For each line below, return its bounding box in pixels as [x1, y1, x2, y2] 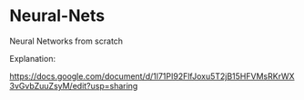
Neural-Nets [9, 5, 106, 26]
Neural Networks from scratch [9, 35, 124, 46]
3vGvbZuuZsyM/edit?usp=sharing [9, 80, 138, 91]
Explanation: [9, 53, 56, 64]
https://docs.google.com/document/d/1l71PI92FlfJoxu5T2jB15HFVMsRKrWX [9, 70, 295, 82]
